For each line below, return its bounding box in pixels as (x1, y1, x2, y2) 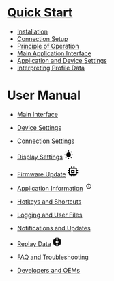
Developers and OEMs (16, 266, 81, 274)
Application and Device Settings (16, 56, 107, 64)
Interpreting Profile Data (16, 64, 85, 72)
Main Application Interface (16, 49, 92, 57)
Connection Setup (16, 34, 68, 42)
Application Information (16, 184, 83, 192)
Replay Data (16, 239, 51, 247)
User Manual (7, 88, 81, 103)
